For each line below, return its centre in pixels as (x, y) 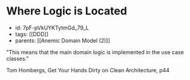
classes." (18, 58)
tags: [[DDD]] (31, 34)
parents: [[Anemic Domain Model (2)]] (62, 40)
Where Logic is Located (67, 11)
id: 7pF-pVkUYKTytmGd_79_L (52, 28)
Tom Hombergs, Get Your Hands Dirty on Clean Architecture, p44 (88, 70)
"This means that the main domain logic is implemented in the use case (95, 52)
